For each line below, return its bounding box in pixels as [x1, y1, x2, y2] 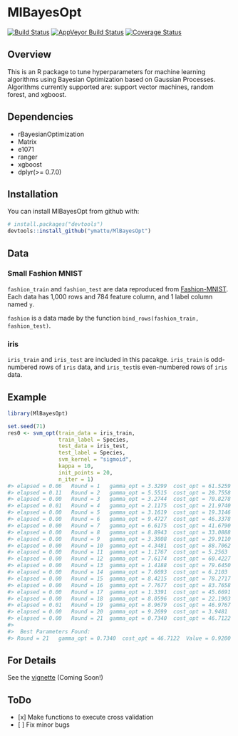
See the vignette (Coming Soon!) [7, 673, 103, 682]
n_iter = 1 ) [58, 475, 94, 483]
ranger [17, 152, 38, 161]
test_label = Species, [58, 450, 126, 457]
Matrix [17, 137, 37, 146]
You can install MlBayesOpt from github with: [7, 207, 140, 216]
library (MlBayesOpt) [7, 410, 69, 417]
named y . [7, 300, 35, 309]
